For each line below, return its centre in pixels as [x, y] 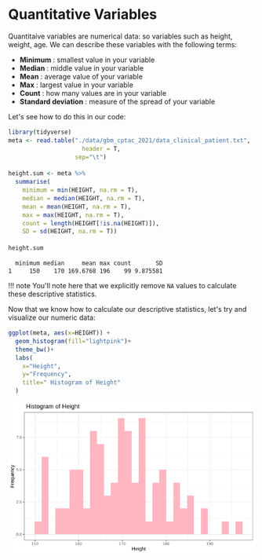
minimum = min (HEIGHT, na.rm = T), [80, 190]
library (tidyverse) [40, 132]
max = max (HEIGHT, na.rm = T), [73, 215]
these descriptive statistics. [53, 294]
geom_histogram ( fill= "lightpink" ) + [73, 341]
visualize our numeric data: [52, 318]
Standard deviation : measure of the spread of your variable [117, 101]
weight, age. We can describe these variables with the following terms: [123, 44]
